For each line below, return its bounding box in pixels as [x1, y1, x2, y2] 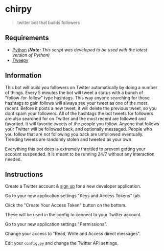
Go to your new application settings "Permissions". [5, 221, 108, 227]
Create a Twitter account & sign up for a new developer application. [5, 183, 141, 189]
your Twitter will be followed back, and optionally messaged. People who [5, 126, 153, 132]
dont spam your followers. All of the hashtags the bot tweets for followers [5, 110, 153, 116]
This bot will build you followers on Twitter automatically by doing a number [5, 84, 158, 90]
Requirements [5, 34, 49, 42]
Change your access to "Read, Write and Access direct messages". [5, 231, 141, 237]
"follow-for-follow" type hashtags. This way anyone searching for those [5, 94, 150, 101]
